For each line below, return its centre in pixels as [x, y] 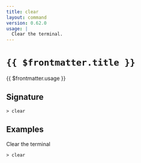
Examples [25, 130]
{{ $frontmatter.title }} [71, 63]
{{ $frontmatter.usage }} [36, 78]
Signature [25, 97]
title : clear [22, 12]
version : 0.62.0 [26, 23]
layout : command [26, 17]
